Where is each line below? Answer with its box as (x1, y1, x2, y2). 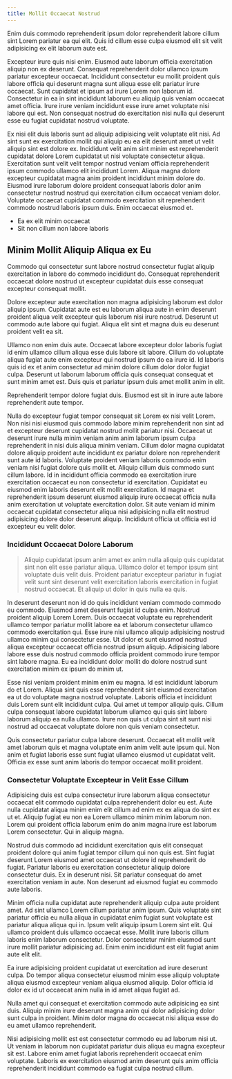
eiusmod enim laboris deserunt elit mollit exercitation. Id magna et (7, 486, 195, 494)
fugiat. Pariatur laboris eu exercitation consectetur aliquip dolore (7, 863, 191, 872)
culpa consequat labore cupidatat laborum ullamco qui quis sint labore (7, 708, 207, 716)
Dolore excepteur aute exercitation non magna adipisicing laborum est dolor (7, 298, 223, 306)
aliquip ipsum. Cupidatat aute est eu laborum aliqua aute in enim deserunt (7, 306, 217, 314)
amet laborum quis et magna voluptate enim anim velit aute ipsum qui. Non (7, 743, 220, 751)
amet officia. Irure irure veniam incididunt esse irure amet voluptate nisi (7, 101, 209, 109)
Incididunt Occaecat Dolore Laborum (7, 540, 133, 550)
